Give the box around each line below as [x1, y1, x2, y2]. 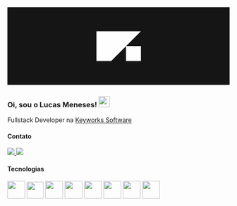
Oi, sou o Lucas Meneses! [7, 99, 97, 109]
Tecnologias [7, 164, 44, 173]
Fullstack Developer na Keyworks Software [7, 116, 133, 124]
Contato [7, 132, 32, 140]
